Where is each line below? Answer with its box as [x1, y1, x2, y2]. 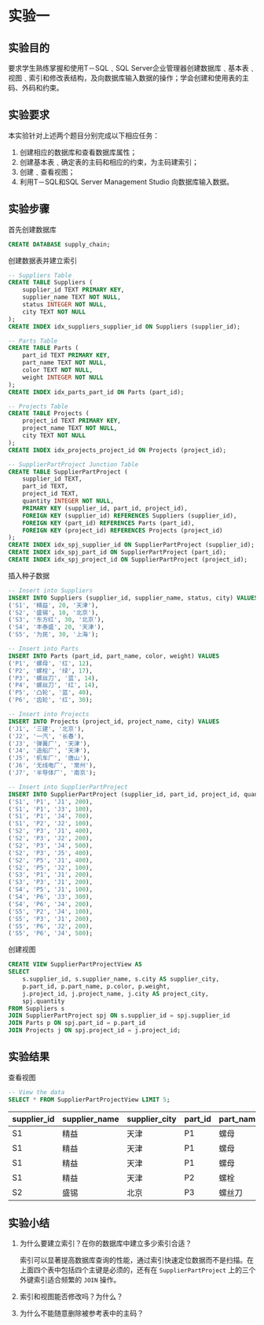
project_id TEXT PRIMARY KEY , [22, 417, 122, 425]
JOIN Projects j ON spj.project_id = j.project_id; [8, 1026, 181, 1034]
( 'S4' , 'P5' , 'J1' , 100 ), [8, 885, 93, 894]
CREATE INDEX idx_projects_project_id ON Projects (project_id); [8, 446, 226, 454]
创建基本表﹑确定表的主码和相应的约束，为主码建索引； [19, 157, 199, 166]
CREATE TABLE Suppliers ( [8, 279, 93, 287]
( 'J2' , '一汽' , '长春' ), [8, 732, 85, 740]
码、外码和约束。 [8, 84, 64, 92]
